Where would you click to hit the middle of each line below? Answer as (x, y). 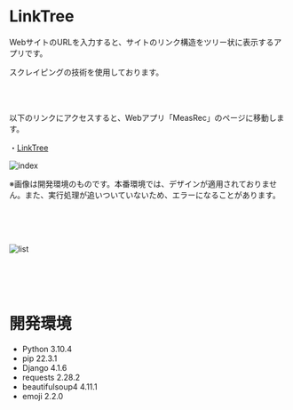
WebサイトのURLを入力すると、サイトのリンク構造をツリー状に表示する (142, 42)
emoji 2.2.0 (43, 396)
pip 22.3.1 (40, 358)
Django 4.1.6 (44, 367)
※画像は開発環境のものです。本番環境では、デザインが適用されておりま (139, 183)
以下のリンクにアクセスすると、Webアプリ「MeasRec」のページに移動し (143, 117)
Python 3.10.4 (47, 349)
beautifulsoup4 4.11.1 (59, 386)
